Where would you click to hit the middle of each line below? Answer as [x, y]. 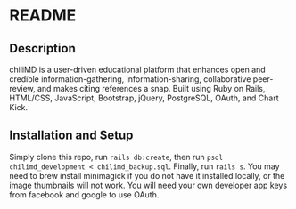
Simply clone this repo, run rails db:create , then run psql [116, 157]
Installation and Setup [71, 136]
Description [42, 48]
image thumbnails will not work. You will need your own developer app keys [148, 185]
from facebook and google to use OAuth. [84, 194]
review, [22, 88]
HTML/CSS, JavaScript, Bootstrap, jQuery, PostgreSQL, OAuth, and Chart [144, 98]
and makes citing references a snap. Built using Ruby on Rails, [151, 88]
